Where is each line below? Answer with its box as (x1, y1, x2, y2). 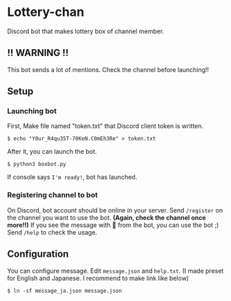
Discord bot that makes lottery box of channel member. (7, 27, 165, 35)
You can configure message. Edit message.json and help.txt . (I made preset (7, 266, 224, 275)
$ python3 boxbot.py (7, 161, 67, 168)
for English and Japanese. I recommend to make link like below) (7, 274, 189, 282)
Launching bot (7, 107, 57, 116)
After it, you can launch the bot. (7, 147, 98, 156)
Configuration (7, 248, 69, 260)
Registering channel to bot (7, 190, 98, 200)
